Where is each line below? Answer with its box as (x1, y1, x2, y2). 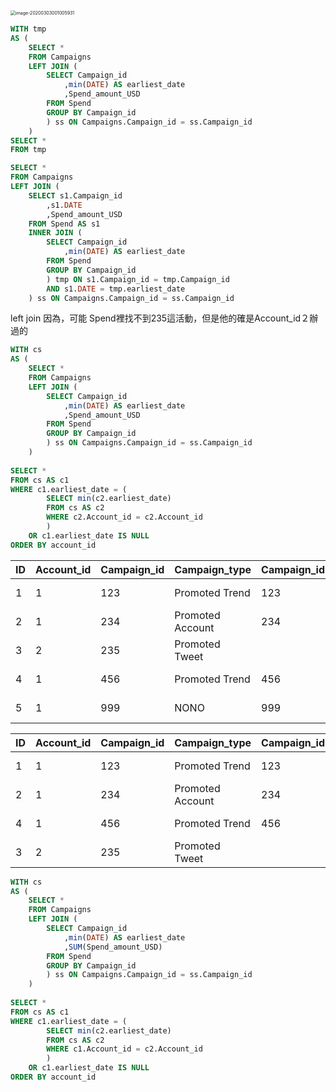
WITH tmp (10, 24, 47, 34)
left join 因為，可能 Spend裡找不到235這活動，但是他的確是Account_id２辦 (10, 312, 319, 324)
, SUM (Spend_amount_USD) (63, 942, 163, 952)
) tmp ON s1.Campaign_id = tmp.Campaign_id (46, 274, 230, 284)
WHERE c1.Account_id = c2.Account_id (46, 1044, 203, 1054)
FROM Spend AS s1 (28, 219, 101, 229)
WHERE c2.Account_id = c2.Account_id (46, 512, 203, 523)
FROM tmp (10, 145, 47, 155)
